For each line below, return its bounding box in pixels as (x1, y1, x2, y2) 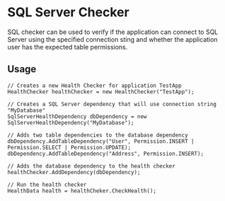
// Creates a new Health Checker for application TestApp (7, 82, 182, 89)
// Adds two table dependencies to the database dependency (7, 132, 189, 139)
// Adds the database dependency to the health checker (7, 162, 175, 170)
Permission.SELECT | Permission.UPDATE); (7, 144, 132, 151)
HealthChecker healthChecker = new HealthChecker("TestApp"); (7, 88, 195, 96)
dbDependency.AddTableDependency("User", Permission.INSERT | (7, 137, 195, 145)
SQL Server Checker (7, 4, 129, 21)
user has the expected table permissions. (7, 42, 128, 51)
